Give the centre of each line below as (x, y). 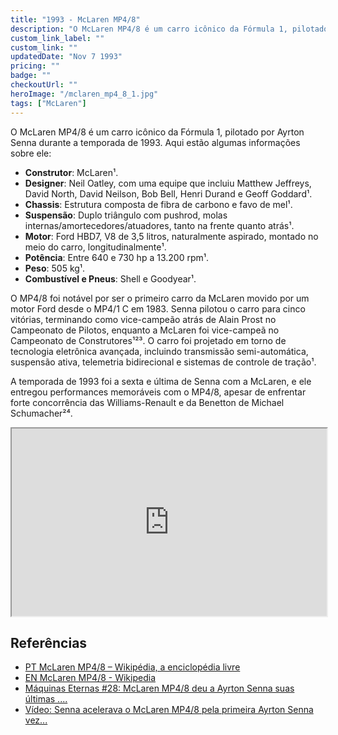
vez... (36, 720)
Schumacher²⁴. (41, 413)
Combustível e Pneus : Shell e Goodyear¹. (110, 278)
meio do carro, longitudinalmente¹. (95, 247)
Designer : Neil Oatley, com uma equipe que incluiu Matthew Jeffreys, (168, 183)
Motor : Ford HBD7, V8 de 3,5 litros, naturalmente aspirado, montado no (171, 236)
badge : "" (31, 76)
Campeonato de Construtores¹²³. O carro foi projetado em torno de (148, 340)
